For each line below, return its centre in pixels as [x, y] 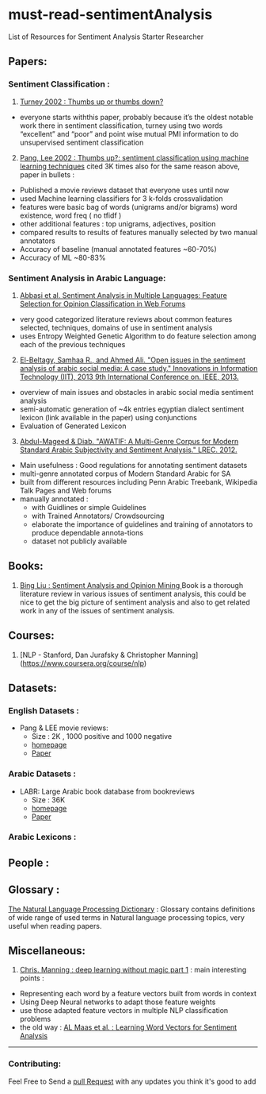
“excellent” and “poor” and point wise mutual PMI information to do [129, 133]
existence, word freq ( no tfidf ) [70, 215]
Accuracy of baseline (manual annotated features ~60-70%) [118, 249]
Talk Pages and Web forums [66, 490]
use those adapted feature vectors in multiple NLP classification [124, 1011]
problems [35, 1019]
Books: [26, 566]
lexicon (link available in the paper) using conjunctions [108, 417]
